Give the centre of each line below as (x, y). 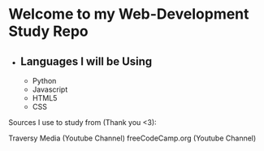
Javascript (50, 89)
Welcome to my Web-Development (129, 14)
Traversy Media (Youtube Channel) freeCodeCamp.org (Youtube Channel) (132, 138)
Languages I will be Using (86, 61)
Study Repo (48, 31)
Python (44, 81)
